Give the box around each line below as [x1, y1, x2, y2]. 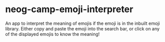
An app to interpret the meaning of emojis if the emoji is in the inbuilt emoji [5, 20, 160, 26]
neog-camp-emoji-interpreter [5, 4, 134, 15]
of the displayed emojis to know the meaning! [5, 31, 100, 37]
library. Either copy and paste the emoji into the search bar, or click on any [5, 25, 160, 31]
